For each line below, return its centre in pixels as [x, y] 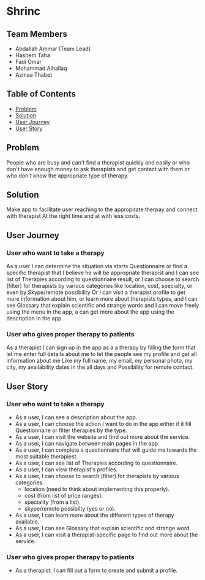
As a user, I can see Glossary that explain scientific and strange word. [103, 528]
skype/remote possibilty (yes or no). [70, 509]
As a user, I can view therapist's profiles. [66, 470]
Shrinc [24, 11]
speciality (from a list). [53, 502]
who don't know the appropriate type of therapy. [68, 176]
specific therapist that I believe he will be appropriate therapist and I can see [103, 273]
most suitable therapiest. [47, 457]
